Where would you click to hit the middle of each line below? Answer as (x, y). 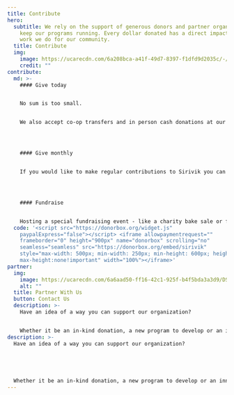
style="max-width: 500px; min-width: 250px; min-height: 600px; (115, 254)
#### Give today (44, 85)
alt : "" (31, 286)
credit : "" (36, 65)
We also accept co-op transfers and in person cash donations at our (123, 123)
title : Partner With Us (48, 293)
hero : (15, 20)
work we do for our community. (65, 40)
